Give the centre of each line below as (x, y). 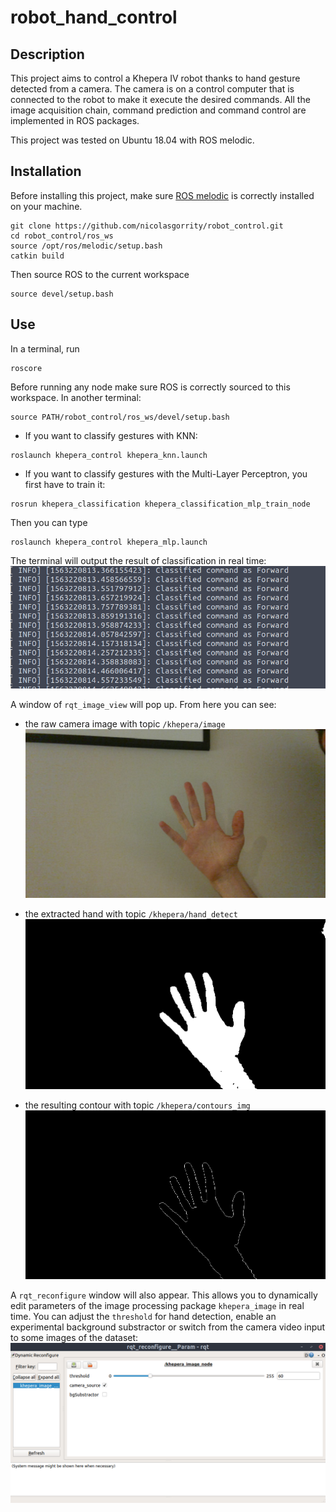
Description (47, 54)
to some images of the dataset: (74, 1337)
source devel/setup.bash (62, 294)
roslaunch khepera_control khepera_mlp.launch (109, 542)
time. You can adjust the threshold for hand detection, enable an (143, 1316)
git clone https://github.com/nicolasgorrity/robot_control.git (147, 226)
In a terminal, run (45, 348)
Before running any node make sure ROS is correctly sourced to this (150, 387)
